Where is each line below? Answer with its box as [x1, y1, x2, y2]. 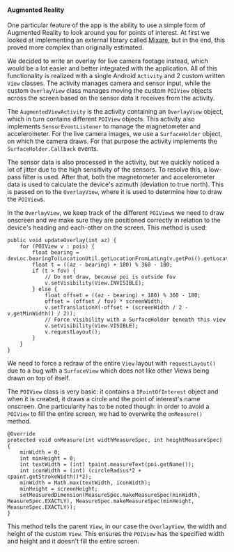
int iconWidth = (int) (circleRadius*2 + [19, 468, 141, 475]
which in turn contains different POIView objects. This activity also [7, 115, 195, 124]
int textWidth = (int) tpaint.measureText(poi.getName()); [19, 461, 195, 468]
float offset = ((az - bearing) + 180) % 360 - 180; [44, 292, 201, 299]
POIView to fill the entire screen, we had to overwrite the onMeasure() [7, 410, 203, 418]
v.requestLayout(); [44, 329, 101, 336]
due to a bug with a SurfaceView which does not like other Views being [7, 366, 210, 375]
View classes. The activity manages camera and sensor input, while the [7, 79, 211, 87]
